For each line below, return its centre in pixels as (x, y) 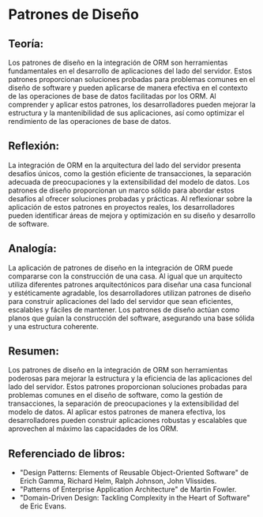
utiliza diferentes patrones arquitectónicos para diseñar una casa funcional (130, 284)
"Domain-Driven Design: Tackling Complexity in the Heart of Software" (135, 498)
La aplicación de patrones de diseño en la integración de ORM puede (120, 268)
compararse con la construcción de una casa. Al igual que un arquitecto (125, 276)
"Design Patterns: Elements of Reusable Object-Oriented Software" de (134, 473)
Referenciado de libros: (67, 453)
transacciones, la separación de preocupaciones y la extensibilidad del (124, 403)
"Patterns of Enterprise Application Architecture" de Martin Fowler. (128, 489)
